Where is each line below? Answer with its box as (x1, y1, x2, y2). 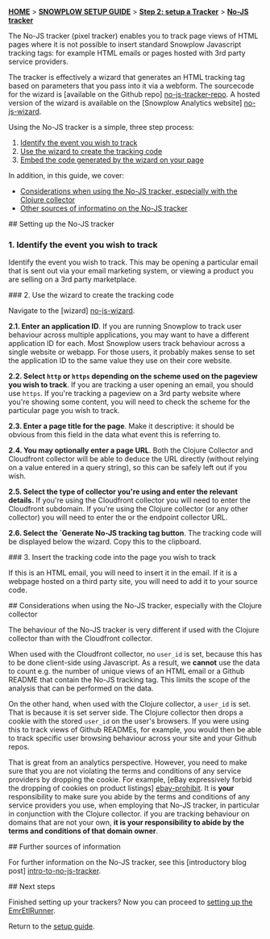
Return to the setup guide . (8, 921, 95, 931)
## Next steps (8, 882, 56, 891)
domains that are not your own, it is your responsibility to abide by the (8, 818, 244, 828)
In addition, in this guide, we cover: (8, 171, 125, 180)
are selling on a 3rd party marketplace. (8, 274, 137, 285)
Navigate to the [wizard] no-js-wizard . (8, 306, 135, 315)
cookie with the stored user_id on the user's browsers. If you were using (8, 716, 250, 726)
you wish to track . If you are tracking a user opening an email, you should (8, 380, 254, 390)
